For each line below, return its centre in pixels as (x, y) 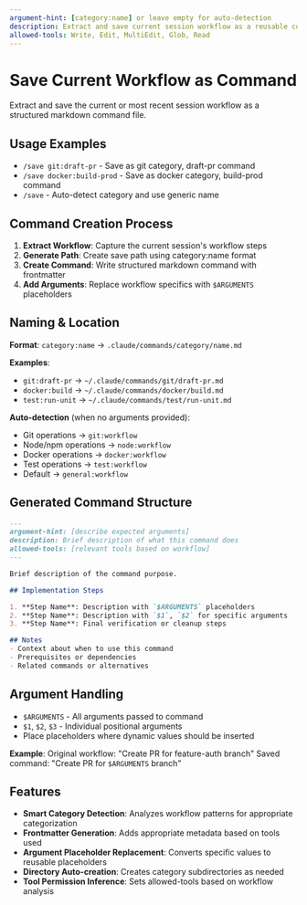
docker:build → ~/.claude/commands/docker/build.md (123, 390)
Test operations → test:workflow (85, 464)
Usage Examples (58, 144)
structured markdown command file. (78, 115)
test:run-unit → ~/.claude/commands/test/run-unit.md (127, 399)
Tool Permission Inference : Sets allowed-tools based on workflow (148, 881)
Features (35, 792)
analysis (38, 891)
